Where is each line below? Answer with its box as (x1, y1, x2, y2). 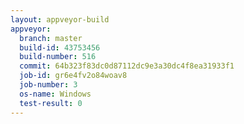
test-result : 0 (19, 98, 83, 108)
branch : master (19, 33, 83, 43)
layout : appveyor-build (10, 14, 110, 25)
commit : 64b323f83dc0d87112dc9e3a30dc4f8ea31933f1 (19, 61, 235, 71)
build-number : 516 (19, 52, 97, 62)
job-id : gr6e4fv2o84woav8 (19, 71, 128, 81)
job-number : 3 (19, 80, 78, 90)
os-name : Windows (19, 89, 92, 99)
